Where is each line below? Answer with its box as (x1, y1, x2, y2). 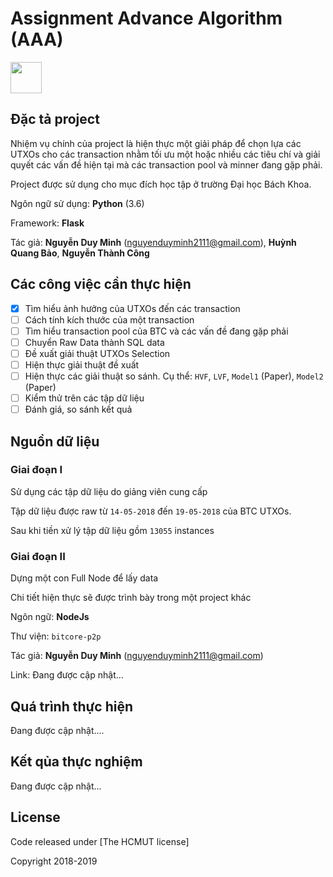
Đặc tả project (10, 111, 100, 128)
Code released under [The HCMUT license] (10, 835, 190, 847)
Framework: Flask (10, 217, 85, 229)
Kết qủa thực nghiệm (10, 753, 143, 771)
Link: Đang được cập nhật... (10, 669, 124, 681)
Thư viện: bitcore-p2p (10, 630, 102, 642)
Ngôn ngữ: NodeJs (10, 611, 90, 623)
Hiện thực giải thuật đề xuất (24, 358, 140, 371)
